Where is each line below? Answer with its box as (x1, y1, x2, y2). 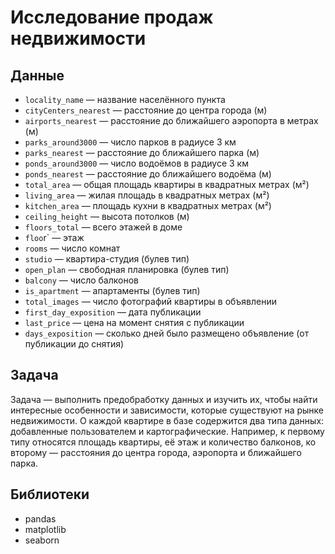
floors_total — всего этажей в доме (24, 221, 183, 233)
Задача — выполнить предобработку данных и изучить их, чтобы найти (10, 393, 318, 405)
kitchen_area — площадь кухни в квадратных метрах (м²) (24, 200, 272, 211)
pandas (24, 512, 57, 525)
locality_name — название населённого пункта (24, 94, 226, 105)
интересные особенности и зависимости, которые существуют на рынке (10, 404, 325, 416)
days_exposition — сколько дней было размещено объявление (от (24, 327, 310, 339)
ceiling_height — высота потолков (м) (24, 211, 190, 222)
